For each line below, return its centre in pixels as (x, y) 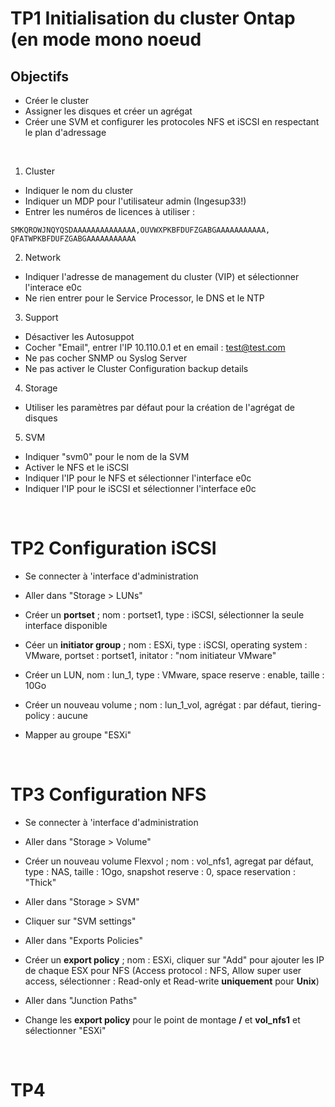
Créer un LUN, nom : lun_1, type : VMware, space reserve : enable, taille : (174, 674)
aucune (72, 715)
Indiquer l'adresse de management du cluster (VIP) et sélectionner (162, 276)
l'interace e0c (53, 287)
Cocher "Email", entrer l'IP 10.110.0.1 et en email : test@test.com (155, 347)
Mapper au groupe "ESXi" (78, 734)
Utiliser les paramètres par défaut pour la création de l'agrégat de (159, 407)
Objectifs (40, 76)
